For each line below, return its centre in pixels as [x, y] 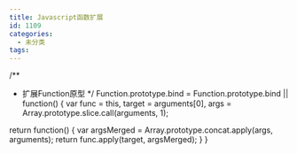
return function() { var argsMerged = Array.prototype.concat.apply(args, [141, 130]
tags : [19, 50]
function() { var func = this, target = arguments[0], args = [127, 103]
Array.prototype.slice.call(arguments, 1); [95, 113]
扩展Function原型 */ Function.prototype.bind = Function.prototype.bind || [155, 94]
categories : [31, 34]
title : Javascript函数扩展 [56, 17]
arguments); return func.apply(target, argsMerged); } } [109, 140]
